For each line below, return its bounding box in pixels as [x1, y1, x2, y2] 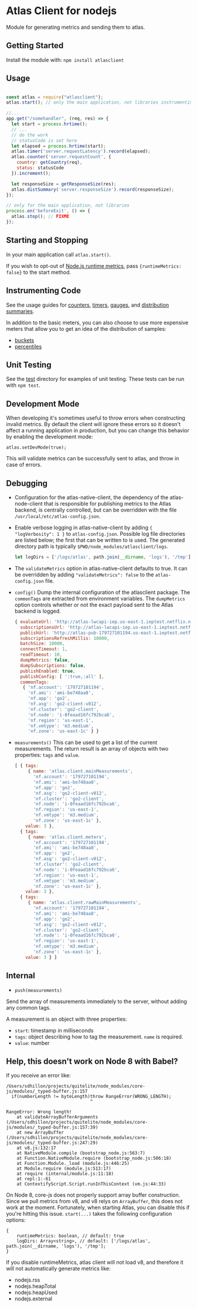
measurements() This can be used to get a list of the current [14, 739, 158, 746]
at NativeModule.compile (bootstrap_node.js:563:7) [16, 1150, 145, 1156]
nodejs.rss [14, 1276, 40, 1284]
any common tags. [6, 1004, 51, 1011]
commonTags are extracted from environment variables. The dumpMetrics [14, 595, 186, 602]
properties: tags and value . [14, 752, 80, 759]
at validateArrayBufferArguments [16, 1114, 98, 1120]
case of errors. [6, 461, 42, 469]
